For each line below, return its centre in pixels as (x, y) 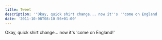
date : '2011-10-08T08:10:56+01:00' (41, 19)
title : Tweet (18, 10)
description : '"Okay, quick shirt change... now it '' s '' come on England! (82, 14)
